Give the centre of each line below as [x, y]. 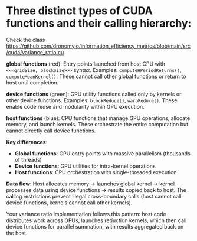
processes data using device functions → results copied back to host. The [96, 190]
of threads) [28, 159]
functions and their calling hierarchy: [99, 23]
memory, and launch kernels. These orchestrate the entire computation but [97, 124]
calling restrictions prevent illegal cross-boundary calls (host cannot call [94, 196]
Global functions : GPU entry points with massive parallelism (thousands [102, 153]
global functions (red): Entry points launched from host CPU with [86, 64]
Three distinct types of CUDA [79, 11]
